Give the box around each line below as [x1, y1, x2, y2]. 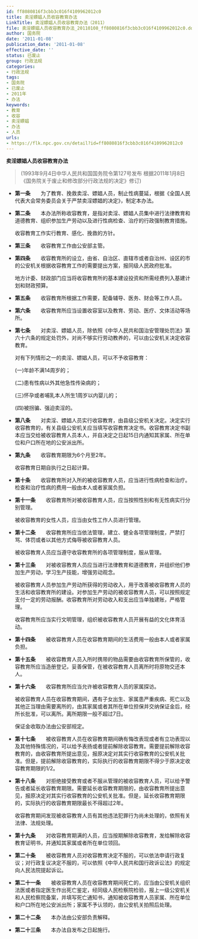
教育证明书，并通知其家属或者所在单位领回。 [14, 839, 124, 846]
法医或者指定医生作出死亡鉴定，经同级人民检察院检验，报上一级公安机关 [14, 886, 190, 894]
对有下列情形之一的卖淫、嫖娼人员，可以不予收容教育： [14, 354, 149, 361]
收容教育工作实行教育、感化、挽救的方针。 [14, 229, 118, 237]
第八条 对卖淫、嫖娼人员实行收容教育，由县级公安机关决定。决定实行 [14, 416, 190, 423]
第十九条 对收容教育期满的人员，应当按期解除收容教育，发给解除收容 [14, 832, 190, 839]
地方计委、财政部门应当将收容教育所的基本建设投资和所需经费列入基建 [14, 274, 186, 281]
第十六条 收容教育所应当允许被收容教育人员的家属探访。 [14, 682, 160, 690]
